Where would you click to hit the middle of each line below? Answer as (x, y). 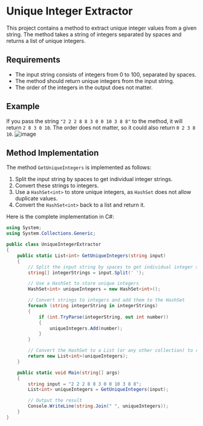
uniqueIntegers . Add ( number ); (86, 328)
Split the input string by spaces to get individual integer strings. (94, 179)
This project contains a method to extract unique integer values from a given (101, 28)
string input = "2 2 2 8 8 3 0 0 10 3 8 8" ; (85, 384)
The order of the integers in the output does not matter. (84, 87)
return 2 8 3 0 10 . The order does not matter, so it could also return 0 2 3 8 (101, 127)
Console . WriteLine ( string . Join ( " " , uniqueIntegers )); (98, 406)
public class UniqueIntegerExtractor (54, 245)
